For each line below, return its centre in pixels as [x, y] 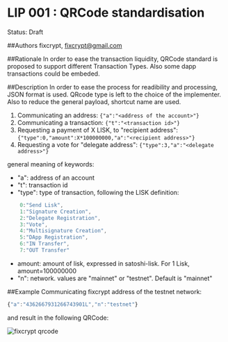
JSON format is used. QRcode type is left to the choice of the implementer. [114, 94]
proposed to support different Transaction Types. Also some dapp [102, 66]
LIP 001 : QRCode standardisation [106, 13]
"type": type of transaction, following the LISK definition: [98, 192]
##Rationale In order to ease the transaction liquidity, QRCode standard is [113, 59]
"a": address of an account [56, 178]
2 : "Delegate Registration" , [60, 218]
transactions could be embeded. [54, 74]
